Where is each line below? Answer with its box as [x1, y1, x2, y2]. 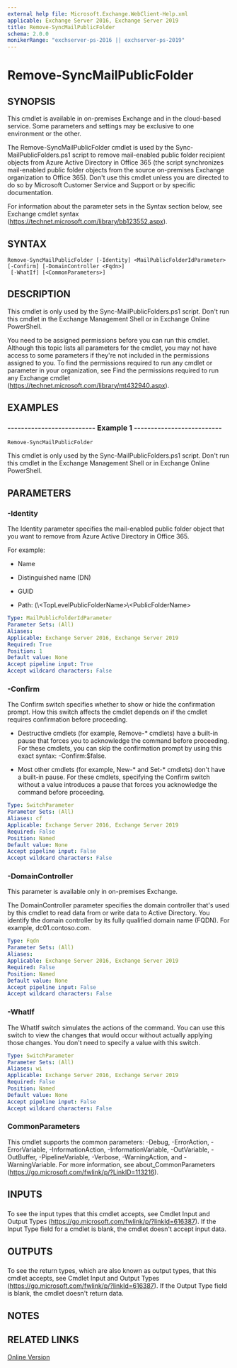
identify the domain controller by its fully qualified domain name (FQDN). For [7, 916, 230, 925]
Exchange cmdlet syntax [7, 210, 79, 219]
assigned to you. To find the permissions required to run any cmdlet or [7, 358, 213, 367]
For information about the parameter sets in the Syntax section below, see [7, 202, 223, 211]
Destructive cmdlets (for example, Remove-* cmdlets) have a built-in [17, 729, 219, 738]
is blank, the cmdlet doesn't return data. [7, 1289, 124, 1298]
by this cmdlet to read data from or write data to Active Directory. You [7, 909, 210, 917]
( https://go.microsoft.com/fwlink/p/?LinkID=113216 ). [7, 1168, 159, 1176]
